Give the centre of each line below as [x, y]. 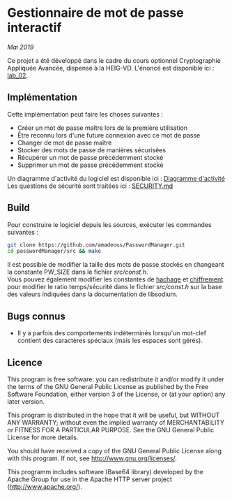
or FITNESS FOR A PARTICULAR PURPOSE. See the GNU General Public [111, 430]
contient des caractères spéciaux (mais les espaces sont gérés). [110, 341]
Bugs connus [37, 316]
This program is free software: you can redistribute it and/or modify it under [116, 379]
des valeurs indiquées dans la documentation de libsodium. [92, 294]
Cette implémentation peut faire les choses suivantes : [85, 114]
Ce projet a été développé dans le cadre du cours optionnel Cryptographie [114, 60]
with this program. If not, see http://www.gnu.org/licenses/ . [92, 458]
